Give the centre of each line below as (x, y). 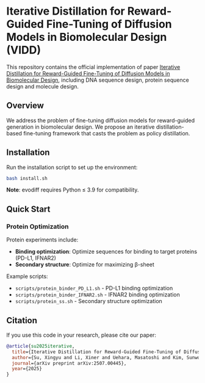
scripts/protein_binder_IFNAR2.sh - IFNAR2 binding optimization (97, 295)
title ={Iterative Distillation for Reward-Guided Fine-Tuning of (97, 352)
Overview (25, 106)
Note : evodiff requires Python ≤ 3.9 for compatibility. (73, 190)
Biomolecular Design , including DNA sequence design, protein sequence (98, 80)
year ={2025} (27, 369)
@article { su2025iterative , (41, 346)
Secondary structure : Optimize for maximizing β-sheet (85, 265)
